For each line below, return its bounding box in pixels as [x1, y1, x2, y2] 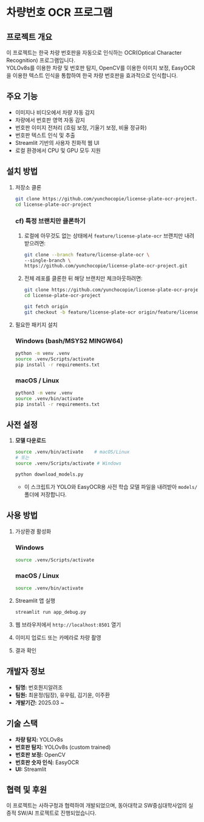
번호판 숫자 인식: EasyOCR [15, 759, 79, 766]
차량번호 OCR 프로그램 [6, 5, 114, 19]
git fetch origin [24, 304, 69, 310]
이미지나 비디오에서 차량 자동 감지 [15, 108, 95, 116]
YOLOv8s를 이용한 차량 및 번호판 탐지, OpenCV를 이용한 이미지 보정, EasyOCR [6, 65, 195, 71]
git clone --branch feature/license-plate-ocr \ [24, 251, 150, 258]
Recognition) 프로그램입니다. [6, 57, 76, 64]
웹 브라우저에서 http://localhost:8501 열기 [15, 620, 121, 628]
